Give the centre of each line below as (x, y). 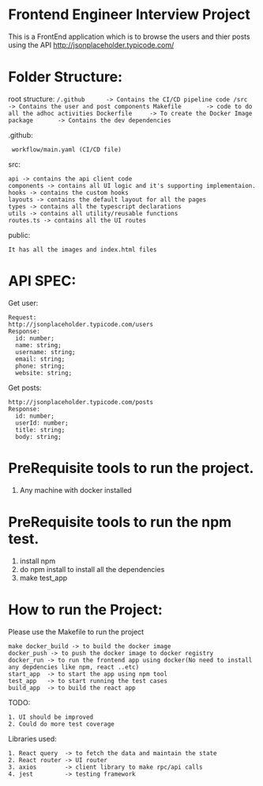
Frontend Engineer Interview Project (130, 15)
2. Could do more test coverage (61, 724)
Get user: (23, 303)
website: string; (44, 373)
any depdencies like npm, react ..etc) (74, 667)
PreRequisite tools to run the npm (120, 522)
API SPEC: (42, 281)
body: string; (38, 437)
